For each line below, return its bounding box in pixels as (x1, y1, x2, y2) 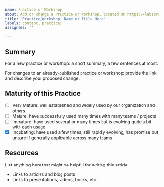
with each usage (12, 124, 46, 130)
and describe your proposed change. (5, 75, 80, 81)
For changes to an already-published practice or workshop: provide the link (5, 70, 157, 76)
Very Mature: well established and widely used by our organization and (12, 102, 155, 108)
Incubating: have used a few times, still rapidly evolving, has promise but (12, 129, 159, 135)
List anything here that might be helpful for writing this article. (5, 162, 129, 167)
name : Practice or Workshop (5, 7, 62, 12)
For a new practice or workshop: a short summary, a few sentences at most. (5, 61, 159, 66)
